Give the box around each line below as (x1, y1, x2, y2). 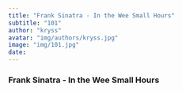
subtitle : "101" (8, 19, 62, 27)
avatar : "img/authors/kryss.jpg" (8, 33, 119, 42)
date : (8, 48, 26, 56)
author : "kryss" (8, 26, 62, 34)
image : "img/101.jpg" (8, 41, 80, 49)
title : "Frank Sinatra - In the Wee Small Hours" (8, 11, 176, 20)
